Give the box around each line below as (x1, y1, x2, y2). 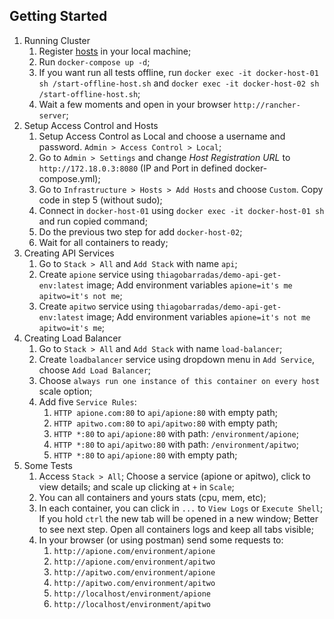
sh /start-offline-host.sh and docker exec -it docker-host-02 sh (38, 77, 320, 89)
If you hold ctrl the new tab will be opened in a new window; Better (38, 512, 319, 524)
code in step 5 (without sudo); (38, 194, 163, 206)
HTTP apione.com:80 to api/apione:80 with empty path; (53, 406, 278, 418)
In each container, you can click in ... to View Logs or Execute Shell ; (38, 502, 324, 514)
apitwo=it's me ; (38, 321, 106, 333)
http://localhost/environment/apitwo (53, 599, 211, 609)
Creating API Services (23, 247, 115, 259)
